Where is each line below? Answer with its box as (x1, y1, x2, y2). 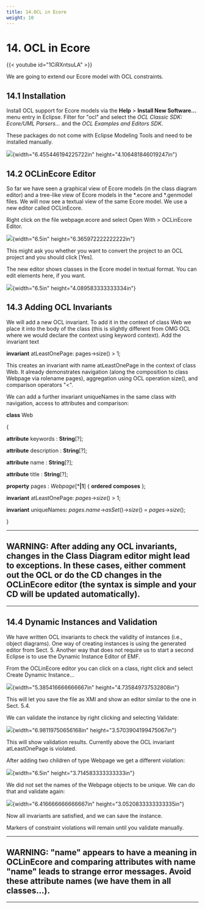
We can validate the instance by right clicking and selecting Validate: (6, 713, 179, 721)
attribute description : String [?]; (6, 447, 87, 454)
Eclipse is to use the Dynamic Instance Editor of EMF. (6, 652, 140, 660)
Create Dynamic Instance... (6, 671, 75, 679)
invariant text (6, 337, 40, 345)
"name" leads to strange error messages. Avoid (6, 866, 192, 877)
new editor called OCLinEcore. (6, 204, 83, 212)
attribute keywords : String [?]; (6, 435, 84, 442)
